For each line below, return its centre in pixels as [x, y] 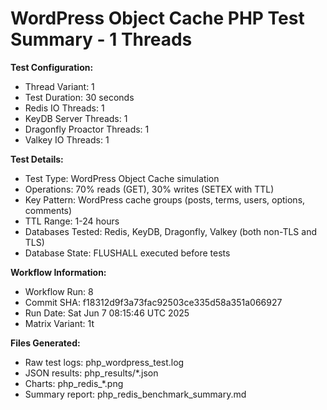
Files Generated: [45, 343]
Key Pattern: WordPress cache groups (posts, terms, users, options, [165, 199]
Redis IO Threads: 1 [64, 108]
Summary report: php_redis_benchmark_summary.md [135, 394]
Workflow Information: [58, 272]
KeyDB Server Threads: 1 [76, 118]
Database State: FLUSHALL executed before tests [127, 253]
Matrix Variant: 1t [59, 323]
